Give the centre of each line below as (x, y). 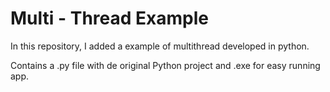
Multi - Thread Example (109, 18)
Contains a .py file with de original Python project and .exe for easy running (165, 65)
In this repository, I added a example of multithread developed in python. (160, 46)
